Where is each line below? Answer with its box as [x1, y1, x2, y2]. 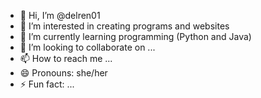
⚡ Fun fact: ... [19, 78, 75, 90]
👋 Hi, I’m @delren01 [19, 10, 101, 21]
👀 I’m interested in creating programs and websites [19, 20, 230, 32]
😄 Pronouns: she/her [19, 67, 108, 79]
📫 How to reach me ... [19, 53, 113, 64]
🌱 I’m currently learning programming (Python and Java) [19, 31, 252, 42]
